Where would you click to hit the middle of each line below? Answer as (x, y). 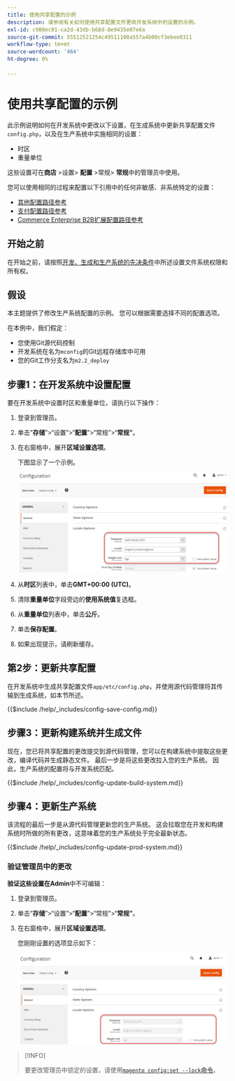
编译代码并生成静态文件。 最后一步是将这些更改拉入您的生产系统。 (115, 759)
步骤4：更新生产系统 (52, 807)
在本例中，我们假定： (38, 328)
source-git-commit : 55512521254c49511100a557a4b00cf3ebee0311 (100, 37)
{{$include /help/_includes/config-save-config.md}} (82, 709)
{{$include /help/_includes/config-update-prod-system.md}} (95, 847)
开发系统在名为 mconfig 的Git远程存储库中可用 (81, 352)
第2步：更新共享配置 (52, 668)
